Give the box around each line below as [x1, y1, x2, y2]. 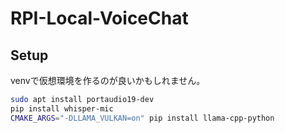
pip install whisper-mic [10, 103, 114, 114]
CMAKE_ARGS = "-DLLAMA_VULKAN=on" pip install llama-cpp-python [10, 113, 275, 123]
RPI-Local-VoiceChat [10, 7, 189, 30]
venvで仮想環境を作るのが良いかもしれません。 [10, 75, 206, 86]
